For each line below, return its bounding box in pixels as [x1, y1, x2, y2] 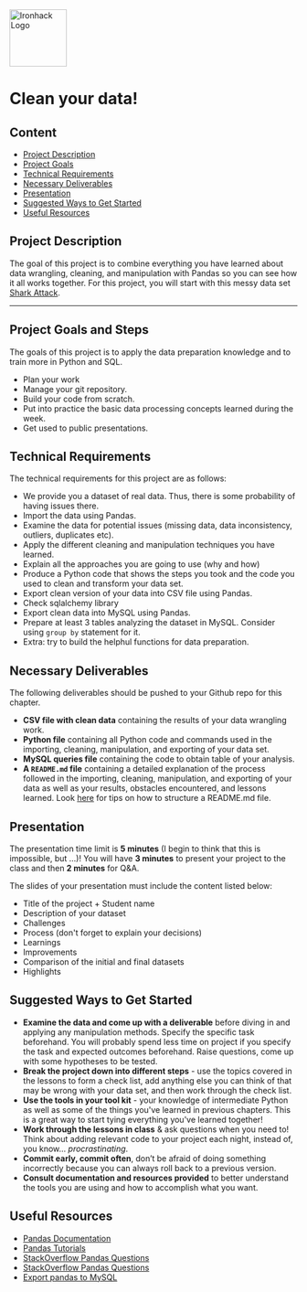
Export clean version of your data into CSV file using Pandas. [22, 588, 253, 599]
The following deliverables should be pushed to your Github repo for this [9, 688, 282, 699]
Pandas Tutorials [22, 1243, 87, 1254]
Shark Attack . [9, 287, 61, 298]
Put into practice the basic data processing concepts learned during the [22, 402, 294, 414]
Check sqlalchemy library [22, 598, 119, 609]
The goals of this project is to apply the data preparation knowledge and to [9, 347, 291, 358]
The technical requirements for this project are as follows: [9, 473, 227, 484]
